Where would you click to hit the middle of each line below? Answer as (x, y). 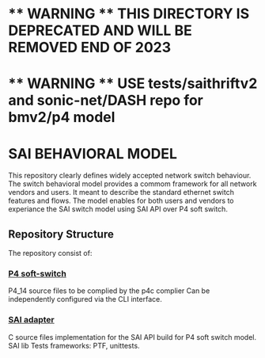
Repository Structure (61, 234)
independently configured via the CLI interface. (85, 299)
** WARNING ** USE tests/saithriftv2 (133, 84)
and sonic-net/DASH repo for (106, 101)
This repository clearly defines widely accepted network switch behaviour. (130, 176)
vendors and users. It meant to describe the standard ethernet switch (121, 192)
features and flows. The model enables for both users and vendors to (121, 201)
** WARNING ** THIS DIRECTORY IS (129, 14)
